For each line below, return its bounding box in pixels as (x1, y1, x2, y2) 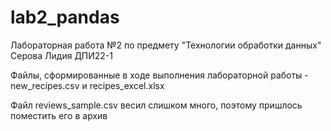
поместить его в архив (10, 109, 108, 121)
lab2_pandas (10, 6, 120, 29)
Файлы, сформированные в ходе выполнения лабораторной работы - (10, 69, 309, 81)
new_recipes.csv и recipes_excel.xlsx (10, 79, 165, 91)
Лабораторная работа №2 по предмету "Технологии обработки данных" (10, 39, 322, 51)
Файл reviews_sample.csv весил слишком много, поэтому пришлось (10, 99, 303, 111)
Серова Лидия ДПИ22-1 (10, 49, 114, 61)
